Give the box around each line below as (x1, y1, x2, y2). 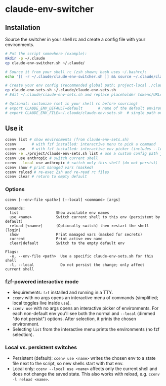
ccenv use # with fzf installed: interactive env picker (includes (5, 146, 152, 152)
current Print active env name (9, 236, 103, 241)
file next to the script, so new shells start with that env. (12, 361, 124, 367)
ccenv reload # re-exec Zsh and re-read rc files (5, 170, 110, 175)
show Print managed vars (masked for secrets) (9, 232, 142, 237)
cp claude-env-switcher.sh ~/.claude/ (5, 61, 85, 65)
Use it (5, 124, 23, 132)
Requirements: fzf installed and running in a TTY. (12, 289, 113, 295)
